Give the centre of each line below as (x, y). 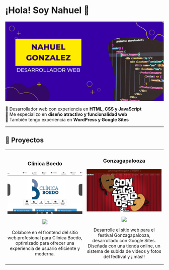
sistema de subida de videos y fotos (124, 251)
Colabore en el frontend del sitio (45, 232)
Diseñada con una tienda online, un (124, 246)
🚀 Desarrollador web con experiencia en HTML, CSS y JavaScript (73, 109)
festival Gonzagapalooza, (124, 235)
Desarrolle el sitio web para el (124, 230)
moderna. (45, 254)
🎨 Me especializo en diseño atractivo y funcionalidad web (66, 114)
